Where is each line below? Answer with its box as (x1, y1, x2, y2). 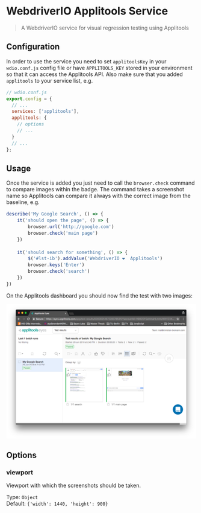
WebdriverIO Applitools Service (6, 4, 169, 18)
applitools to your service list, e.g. (6, 77, 93, 84)
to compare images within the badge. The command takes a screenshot (6, 186, 185, 193)
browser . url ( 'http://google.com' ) (28, 224, 114, 230)
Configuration (6, 42, 60, 52)
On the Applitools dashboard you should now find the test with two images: (6, 292, 193, 299)
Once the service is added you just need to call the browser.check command (6, 179, 195, 186)
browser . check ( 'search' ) (28, 269, 90, 275)
